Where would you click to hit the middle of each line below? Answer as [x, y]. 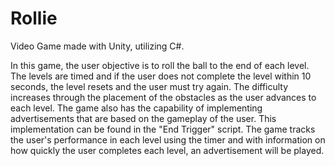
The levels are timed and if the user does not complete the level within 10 [161, 76]
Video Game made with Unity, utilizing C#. [97, 46]
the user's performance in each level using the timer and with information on [168, 139]
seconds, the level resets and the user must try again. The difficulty [149, 86]
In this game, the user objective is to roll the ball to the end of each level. [160, 65]
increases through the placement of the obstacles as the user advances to [163, 97]
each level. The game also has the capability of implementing [136, 108]
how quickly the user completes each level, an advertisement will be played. [167, 150]
